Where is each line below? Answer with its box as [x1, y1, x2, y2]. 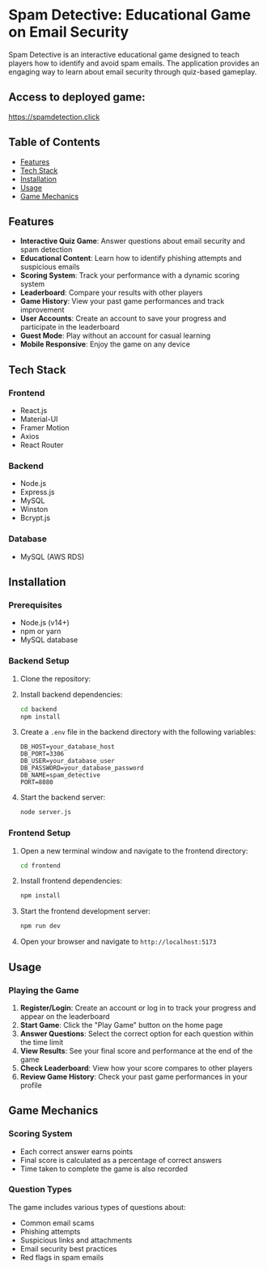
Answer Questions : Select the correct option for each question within [19, 1029, 254, 1038]
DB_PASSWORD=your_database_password [19, 764, 144, 773]
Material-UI [19, 415, 58, 424]
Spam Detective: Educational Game [8, 6, 252, 24]
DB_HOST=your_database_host [19, 743, 115, 751]
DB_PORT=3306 [19, 750, 65, 758]
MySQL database [19, 635, 78, 645]
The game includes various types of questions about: [8, 1202, 186, 1212]
